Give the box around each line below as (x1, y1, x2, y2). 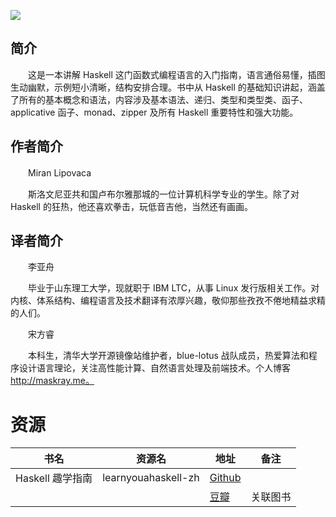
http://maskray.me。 (10, 375, 95, 387)
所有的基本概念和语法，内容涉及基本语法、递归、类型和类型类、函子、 (18, 93, 308, 105)
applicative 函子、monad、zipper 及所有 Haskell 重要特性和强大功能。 (10, 106, 299, 118)
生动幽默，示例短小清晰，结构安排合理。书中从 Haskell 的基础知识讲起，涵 (10, 81, 317, 93)
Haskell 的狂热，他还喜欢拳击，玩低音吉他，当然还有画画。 (10, 200, 253, 212)
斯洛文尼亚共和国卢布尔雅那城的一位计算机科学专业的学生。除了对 (27, 188, 300, 200)
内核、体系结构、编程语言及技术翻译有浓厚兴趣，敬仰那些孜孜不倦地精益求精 (10, 295, 326, 307)
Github (209, 471, 242, 485)
